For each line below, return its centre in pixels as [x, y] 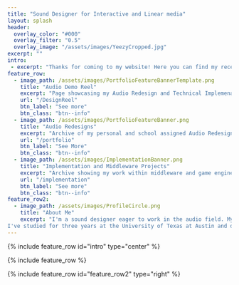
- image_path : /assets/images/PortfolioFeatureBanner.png [102, 120]
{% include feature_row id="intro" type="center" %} [84, 246]
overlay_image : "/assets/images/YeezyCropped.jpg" [90, 47]
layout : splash [30, 21]
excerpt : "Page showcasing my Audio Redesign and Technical [111, 93]
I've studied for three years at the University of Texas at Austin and [117, 226]
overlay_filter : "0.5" [47, 41]
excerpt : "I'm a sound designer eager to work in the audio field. [122, 219]
